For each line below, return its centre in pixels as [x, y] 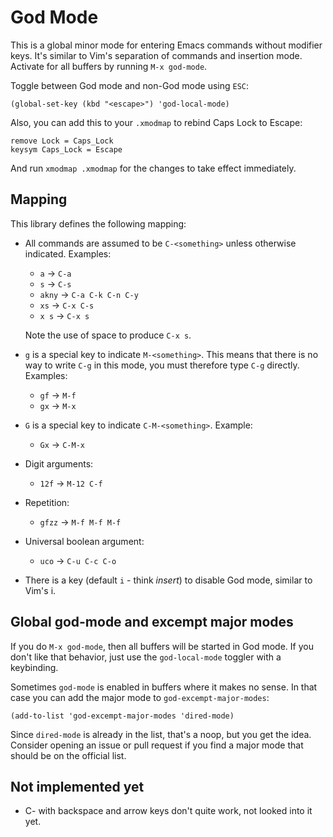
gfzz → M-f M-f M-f [80, 522]
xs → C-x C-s [67, 305]
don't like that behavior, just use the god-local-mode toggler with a [146, 657]
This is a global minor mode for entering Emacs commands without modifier [166, 45]
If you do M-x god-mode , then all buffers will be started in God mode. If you [162, 646]
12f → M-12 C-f [71, 483]
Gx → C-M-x [62, 444]
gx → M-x [58, 405]
